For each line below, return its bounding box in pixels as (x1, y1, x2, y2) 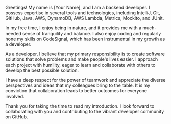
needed (5, 30, 21, 36)
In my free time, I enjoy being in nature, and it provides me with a (5, 25, 142, 31)
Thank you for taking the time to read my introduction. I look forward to (5, 103, 155, 109)
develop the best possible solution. (5, 67, 79, 73)
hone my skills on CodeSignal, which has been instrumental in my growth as (5, 36, 165, 42)
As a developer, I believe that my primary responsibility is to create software (5, 51, 165, 57)
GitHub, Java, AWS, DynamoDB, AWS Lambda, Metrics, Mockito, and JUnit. (5, 15, 164, 21)
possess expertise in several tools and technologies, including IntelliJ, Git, (5, 10, 161, 16)
